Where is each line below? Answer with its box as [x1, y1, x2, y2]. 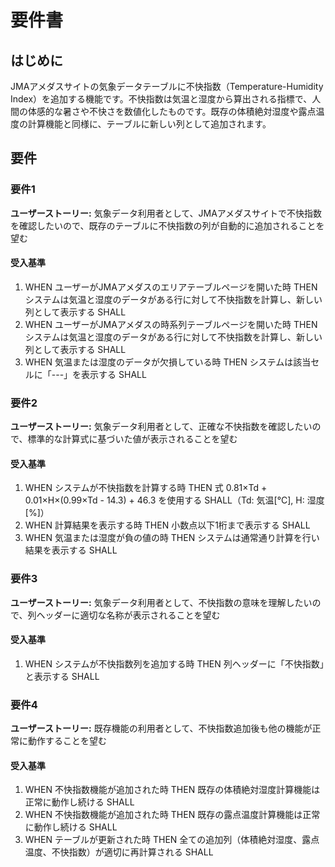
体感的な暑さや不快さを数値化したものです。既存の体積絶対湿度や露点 [27, 106, 317, 117]
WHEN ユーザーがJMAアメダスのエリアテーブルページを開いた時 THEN [24, 281, 318, 293]
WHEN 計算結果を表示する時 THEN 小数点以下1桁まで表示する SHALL [24, 519, 311, 531]
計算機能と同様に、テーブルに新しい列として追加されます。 [27, 118, 272, 130]
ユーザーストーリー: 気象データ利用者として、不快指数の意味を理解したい [10, 596, 313, 608]
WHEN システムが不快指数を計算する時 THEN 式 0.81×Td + [24, 482, 268, 494]
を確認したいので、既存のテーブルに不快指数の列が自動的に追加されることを [10, 219, 325, 231]
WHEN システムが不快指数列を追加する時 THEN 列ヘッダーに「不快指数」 [24, 657, 325, 670]
